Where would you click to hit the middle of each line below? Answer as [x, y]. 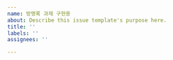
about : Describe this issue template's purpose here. [87, 20]
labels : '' [23, 33]
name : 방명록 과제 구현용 [39, 14]
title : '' [22, 27]
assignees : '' [28, 40]
